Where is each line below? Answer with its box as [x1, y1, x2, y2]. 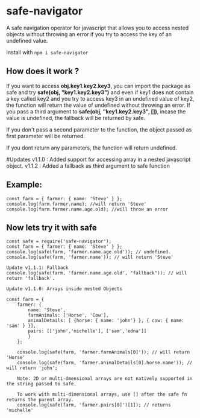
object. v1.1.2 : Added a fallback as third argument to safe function [6, 162, 170, 169]
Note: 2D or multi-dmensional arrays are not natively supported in [17, 376, 193, 382]
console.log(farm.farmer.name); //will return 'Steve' [6, 201, 147, 207]
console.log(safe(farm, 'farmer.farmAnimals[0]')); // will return [17, 349, 190, 355]
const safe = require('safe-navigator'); [6, 238, 112, 245]
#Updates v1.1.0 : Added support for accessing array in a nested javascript [6, 156, 191, 163]
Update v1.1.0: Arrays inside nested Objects [6, 286, 122, 292]
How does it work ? [6, 66, 80, 77]
